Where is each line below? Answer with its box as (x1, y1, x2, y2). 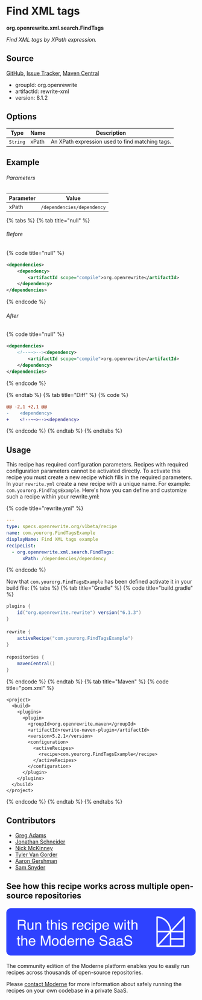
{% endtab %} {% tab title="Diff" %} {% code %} (6, 391, 128, 398)
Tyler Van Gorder (14, 851, 58, 858)
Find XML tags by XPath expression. (6, 36, 97, 43)
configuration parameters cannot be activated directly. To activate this (6, 467, 181, 475)
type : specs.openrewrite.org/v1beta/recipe (6, 524, 118, 530)
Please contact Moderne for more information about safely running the (6, 981, 182, 988)
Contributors (6, 816, 56, 826)
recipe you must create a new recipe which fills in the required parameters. (6, 474, 193, 481)
